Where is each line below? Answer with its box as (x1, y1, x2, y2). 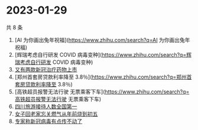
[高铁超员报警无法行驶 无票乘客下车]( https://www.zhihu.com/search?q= (14, 88, 190, 95)
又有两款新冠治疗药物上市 (14, 66, 77, 73)
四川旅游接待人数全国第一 (14, 103, 77, 110)
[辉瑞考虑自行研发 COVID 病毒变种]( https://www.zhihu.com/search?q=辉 (14, 51, 192, 58)
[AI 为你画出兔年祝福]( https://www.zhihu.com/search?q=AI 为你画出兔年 (14, 36, 190, 43)
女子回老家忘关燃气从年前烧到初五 (14, 110, 98, 117)
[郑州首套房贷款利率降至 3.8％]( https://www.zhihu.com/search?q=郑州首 (14, 73, 192, 80)
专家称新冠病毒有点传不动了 (14, 118, 83, 125)
